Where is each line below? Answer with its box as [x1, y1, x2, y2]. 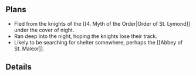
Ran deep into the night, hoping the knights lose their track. [13, 32, 158, 40]
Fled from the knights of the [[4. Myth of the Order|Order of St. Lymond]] [13, 20, 191, 27]
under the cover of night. [13, 26, 75, 33]
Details [5, 62, 32, 72]
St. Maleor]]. [13, 45, 45, 52]
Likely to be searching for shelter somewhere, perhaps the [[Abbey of [13, 39, 183, 46]
